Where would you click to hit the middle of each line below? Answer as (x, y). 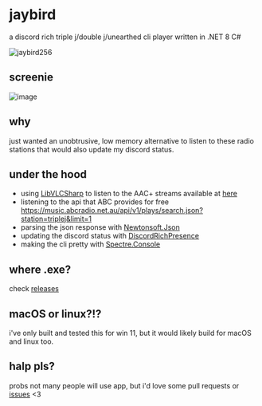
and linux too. (31, 341)
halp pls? (32, 367)
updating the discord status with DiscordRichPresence (110, 236)
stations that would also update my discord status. (92, 149)
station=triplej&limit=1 (56, 219)
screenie (31, 77)
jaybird (33, 15)
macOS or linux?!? (55, 314)
